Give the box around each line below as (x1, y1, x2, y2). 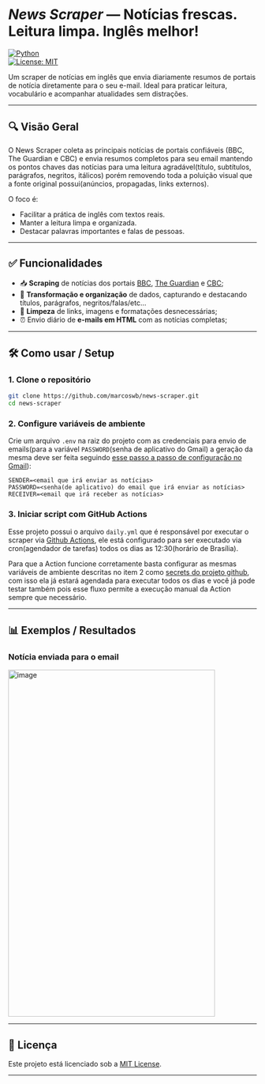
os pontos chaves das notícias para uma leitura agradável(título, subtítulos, (8, 162, 252, 172)
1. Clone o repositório (8, 374, 91, 385)
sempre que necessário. (8, 592, 87, 602)
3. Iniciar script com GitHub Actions (8, 508, 147, 519)
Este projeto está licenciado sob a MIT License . (8, 1059, 162, 1069)
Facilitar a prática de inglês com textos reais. (19, 210, 166, 219)
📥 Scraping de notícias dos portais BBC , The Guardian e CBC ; (19, 278, 224, 288)
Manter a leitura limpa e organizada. (19, 217, 137, 227)
